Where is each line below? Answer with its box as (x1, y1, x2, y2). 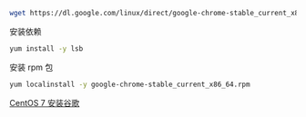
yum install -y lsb (9, 44, 84, 54)
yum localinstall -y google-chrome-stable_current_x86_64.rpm (9, 80, 250, 89)
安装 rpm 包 (9, 62, 54, 73)
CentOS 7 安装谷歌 (9, 97, 80, 108)
